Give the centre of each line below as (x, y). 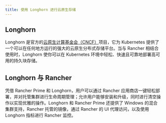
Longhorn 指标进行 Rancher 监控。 (41, 115)
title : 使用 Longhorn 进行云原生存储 (41, 10)
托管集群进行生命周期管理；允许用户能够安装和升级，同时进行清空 (89, 97)
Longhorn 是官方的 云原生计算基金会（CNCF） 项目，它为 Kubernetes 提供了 (82, 42)
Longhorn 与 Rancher (39, 78)
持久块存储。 (27, 61)
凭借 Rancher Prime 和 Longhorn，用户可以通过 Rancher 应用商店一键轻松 (80, 91)
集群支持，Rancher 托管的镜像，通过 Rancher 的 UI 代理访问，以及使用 (77, 109)
